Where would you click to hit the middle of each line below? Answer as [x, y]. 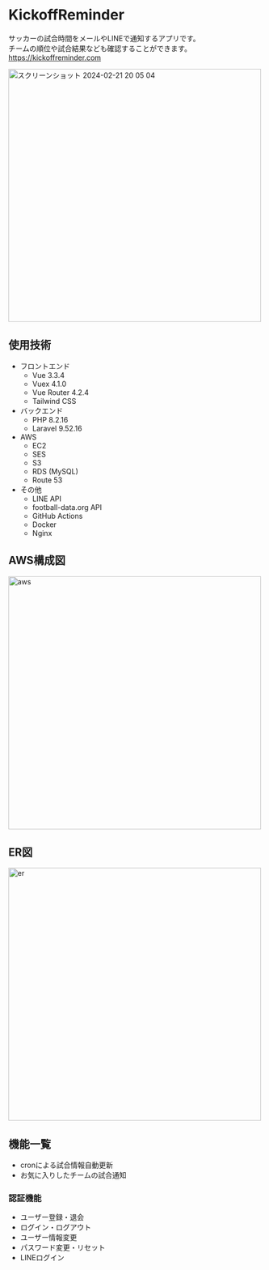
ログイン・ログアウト [55, 1227]
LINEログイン [42, 1258]
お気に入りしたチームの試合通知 [73, 1175]
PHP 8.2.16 [50, 419]
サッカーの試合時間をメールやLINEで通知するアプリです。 [104, 38]
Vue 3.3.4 [48, 375]
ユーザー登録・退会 [52, 1217]
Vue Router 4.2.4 [61, 392]
